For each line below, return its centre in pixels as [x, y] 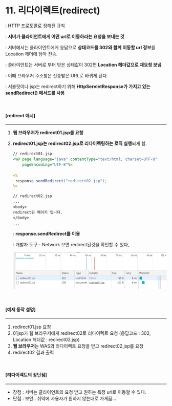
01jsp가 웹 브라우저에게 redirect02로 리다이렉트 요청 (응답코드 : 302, [82, 333]
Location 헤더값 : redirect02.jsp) [46, 339]
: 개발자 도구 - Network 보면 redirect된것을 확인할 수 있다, [71, 244]
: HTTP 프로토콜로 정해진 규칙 [35, 26]
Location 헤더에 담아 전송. [31, 54]
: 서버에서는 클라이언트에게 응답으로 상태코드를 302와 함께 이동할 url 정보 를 [80, 47]
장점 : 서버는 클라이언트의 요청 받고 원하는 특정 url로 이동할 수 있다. [80, 392]
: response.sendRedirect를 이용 [46, 233]
